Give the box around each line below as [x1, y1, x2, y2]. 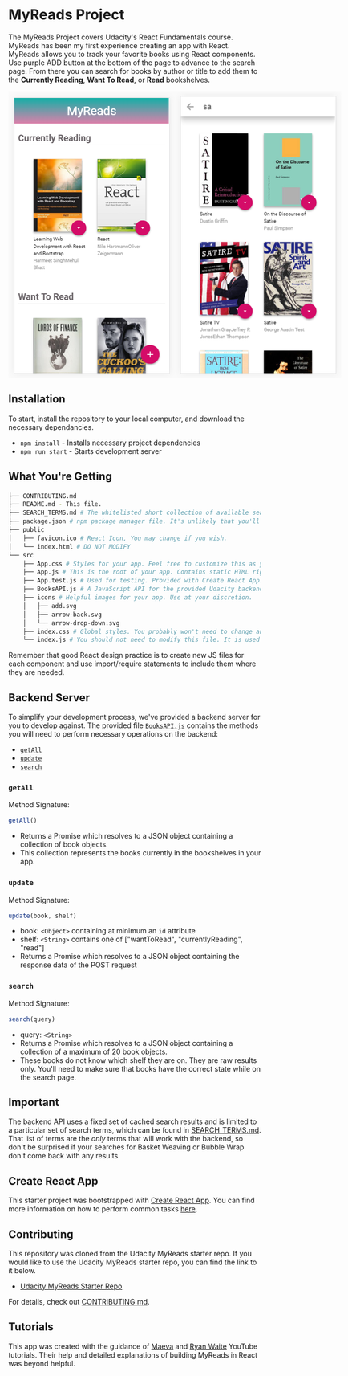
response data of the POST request [19, 960, 138, 970]
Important [8, 1096, 59, 1109]
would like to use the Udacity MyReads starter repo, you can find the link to [8, 1257, 257, 1267]
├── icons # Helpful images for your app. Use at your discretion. [22, 594, 253, 602]
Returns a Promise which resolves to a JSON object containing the [19, 952, 240, 962]
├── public [8, 526, 45, 534]
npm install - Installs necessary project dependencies [19, 438, 201, 447]
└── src [8, 551, 34, 559]
